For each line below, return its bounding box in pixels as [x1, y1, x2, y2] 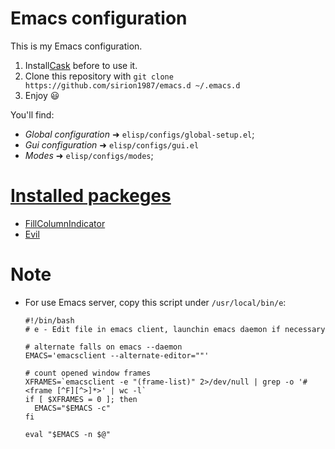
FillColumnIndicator [24, 217, 106, 229]
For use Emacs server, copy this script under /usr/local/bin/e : [24, 296, 287, 308]
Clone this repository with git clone [24, 70, 174, 82]
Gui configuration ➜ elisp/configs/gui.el [24, 138, 200, 151]
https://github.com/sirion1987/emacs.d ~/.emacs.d [24, 80, 241, 91]
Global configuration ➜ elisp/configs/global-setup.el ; [24, 128, 255, 140]
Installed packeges [10, 185, 172, 207]
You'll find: [10, 108, 55, 121]
